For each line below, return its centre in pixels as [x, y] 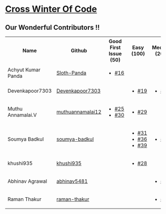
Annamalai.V [22, 115]
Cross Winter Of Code [51, 9]
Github [79, 51]
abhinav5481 [72, 181]
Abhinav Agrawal [27, 181]
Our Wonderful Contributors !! [52, 27]
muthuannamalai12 [79, 112]
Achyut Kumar [24, 70]
